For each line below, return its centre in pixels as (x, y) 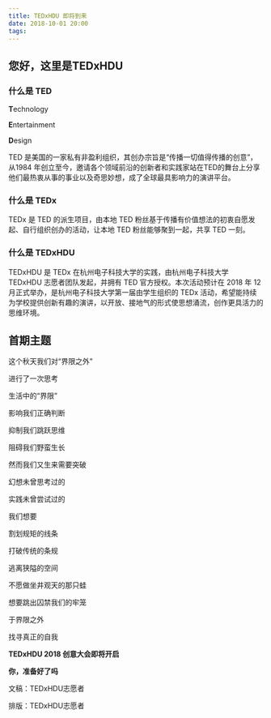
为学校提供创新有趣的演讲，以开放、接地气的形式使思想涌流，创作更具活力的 (136, 302)
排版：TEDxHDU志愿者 (47, 706)
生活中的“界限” (33, 396)
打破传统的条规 (33, 551)
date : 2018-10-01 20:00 (49, 24)
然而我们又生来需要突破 (47, 465)
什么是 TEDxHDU (42, 253)
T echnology (28, 109)
